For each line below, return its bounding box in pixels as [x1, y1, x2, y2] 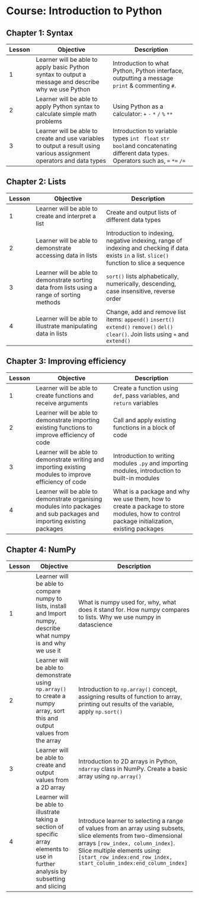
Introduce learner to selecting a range [78, 817, 184, 825]
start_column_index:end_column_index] [78, 860, 188, 866]
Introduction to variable [112, 127, 178, 135]
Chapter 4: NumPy [6, 545, 76, 555]
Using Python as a [112, 102, 163, 111]
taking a [36, 815, 58, 824]
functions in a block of [113, 423, 175, 432]
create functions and [36, 391, 94, 400]
